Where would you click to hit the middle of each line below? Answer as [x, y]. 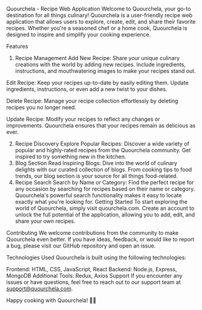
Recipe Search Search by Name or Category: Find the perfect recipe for [104, 182]
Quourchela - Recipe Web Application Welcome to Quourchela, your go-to [99, 9]
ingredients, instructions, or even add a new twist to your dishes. [87, 89]
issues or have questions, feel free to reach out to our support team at [93, 282]
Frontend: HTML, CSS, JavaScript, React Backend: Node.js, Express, [92, 269]
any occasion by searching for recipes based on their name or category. [105, 189]
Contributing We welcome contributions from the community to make [93, 233]
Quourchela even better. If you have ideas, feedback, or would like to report [100, 239]
